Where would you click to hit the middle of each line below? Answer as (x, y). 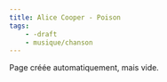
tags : (19, 26)
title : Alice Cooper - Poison (65, 17)
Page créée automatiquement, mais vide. (84, 68)
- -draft (41, 34)
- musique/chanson (59, 42)
